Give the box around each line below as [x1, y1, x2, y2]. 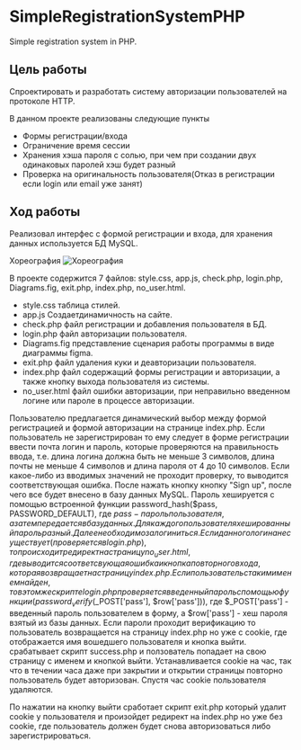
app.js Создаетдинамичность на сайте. [22, 308, 173, 320]
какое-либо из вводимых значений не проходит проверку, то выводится [9, 469, 289, 480]
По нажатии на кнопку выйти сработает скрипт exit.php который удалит [9, 701, 287, 712]
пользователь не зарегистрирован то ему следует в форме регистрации [9, 432, 289, 442]
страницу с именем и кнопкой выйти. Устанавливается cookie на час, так [9, 656, 292, 666]
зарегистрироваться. [9, 730, 92, 741]
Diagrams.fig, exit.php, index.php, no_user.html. [9, 281, 186, 293]
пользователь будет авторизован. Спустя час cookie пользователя [9, 674, 267, 685]
